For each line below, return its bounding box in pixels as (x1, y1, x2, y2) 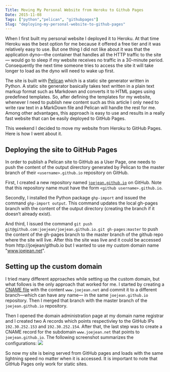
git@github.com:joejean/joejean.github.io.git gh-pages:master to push (5, 226, 158, 232)
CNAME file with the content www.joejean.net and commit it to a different (5, 286, 157, 292)
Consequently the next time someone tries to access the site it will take (5, 62, 154, 69)
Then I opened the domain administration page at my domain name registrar (5, 313, 164, 319)
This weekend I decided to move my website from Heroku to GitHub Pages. (5, 125, 162, 131)
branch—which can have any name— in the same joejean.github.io (5, 292, 148, 298)
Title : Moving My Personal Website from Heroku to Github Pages (5, 7, 144, 13)
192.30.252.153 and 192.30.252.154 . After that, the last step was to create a (5, 323, 163, 329)
